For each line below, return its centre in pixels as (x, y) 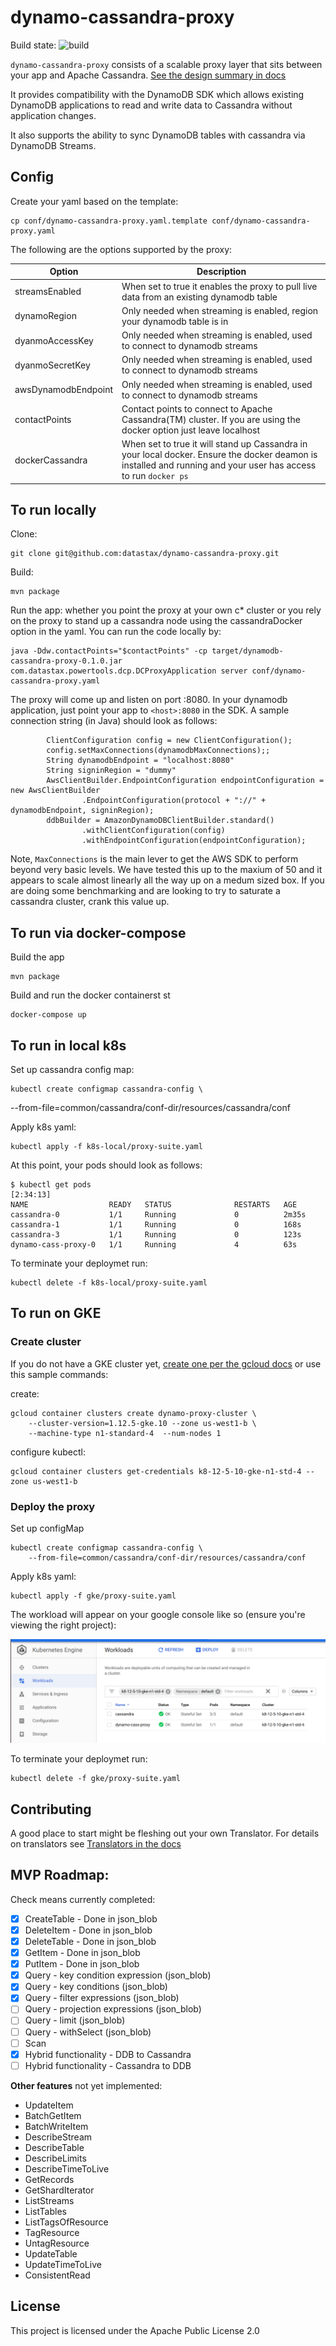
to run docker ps (155, 475)
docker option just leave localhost (191, 430)
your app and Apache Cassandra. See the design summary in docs (148, 75)
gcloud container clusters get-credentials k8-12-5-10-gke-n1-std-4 (156, 1471)
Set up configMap (47, 1528)
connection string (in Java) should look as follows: (114, 721)
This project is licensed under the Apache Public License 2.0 (135, 2330)
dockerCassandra (51, 460)
